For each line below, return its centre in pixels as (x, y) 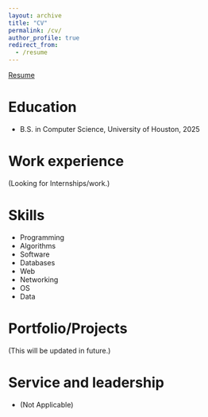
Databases (37, 262)
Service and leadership (86, 382)
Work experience (66, 162)
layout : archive (35, 15)
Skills (27, 216)
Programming (42, 237)
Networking (39, 280)
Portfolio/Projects (68, 328)
